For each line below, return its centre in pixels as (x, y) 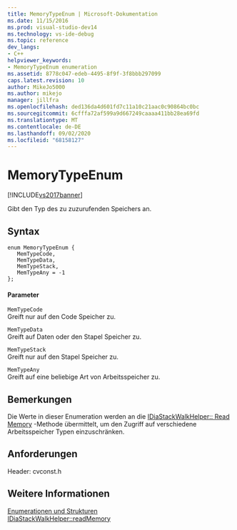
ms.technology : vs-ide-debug (51, 34)
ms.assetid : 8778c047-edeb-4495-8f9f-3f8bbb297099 (84, 73)
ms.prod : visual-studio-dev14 (52, 27)
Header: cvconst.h (35, 471)
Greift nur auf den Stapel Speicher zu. (63, 357)
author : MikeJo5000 (36, 87)
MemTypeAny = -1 (41, 272)
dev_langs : (24, 47)
